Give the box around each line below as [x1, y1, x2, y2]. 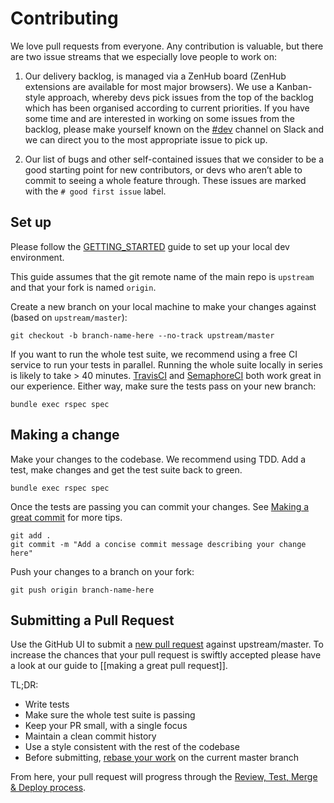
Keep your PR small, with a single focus [24, 720, 188, 732]
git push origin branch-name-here [10, 585, 155, 595]
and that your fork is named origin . [10, 281, 157, 293]
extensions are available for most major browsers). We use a [24, 80, 275, 92]
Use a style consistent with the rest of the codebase [24, 741, 240, 753]
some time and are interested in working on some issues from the [24, 112, 295, 124]
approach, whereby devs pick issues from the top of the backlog [47, 91, 314, 103]
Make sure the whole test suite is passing [24, 709, 196, 721]
